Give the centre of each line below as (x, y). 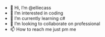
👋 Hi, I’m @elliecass (31, 8)
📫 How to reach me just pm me (43, 29)
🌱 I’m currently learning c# (38, 18)
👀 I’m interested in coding (37, 13)
